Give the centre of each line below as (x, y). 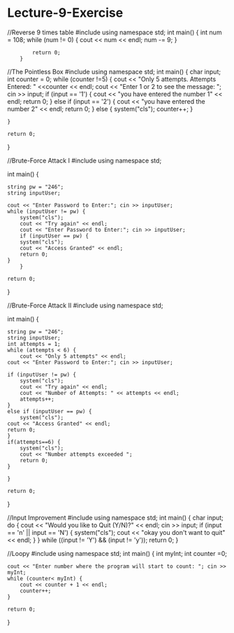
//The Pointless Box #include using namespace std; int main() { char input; (114, 71)
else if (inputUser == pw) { (50, 411)
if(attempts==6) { (34, 442)
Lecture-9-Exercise (65, 13)
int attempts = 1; (34, 344)
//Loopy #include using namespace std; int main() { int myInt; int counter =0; (117, 553)
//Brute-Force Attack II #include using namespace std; (85, 305)
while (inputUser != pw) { (46, 211)
